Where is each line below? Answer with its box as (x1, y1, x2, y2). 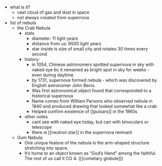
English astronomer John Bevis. (31, 83, 96, 88)
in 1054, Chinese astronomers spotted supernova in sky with (31, 61, 155, 67)
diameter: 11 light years (31, 35, 79, 41)
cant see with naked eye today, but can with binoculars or (31, 119, 149, 125)
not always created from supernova (17, 15, 89, 20)
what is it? (9, 4, 30, 10)
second (31, 51, 47, 57)
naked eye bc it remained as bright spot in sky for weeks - (31, 67, 150, 73)
